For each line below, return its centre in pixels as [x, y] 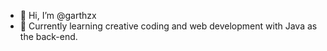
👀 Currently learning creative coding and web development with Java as [168, 26]
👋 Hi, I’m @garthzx [58, 15]
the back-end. [48, 36]
